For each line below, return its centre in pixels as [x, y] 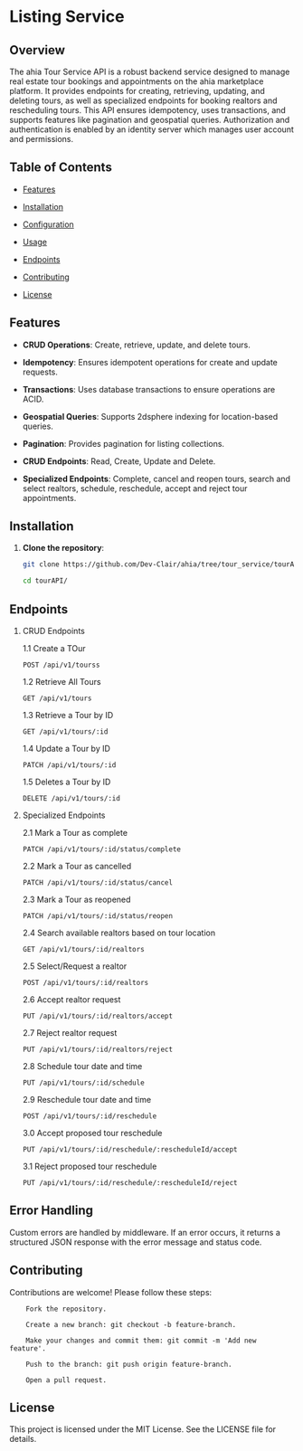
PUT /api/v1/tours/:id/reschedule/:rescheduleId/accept [130, 1150]
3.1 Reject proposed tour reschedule [90, 1166]
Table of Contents [61, 168]
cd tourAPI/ [45, 581]
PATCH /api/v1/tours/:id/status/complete [101, 849]
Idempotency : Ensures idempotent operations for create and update [150, 362]
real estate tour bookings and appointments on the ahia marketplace [137, 81]
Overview [38, 50]
